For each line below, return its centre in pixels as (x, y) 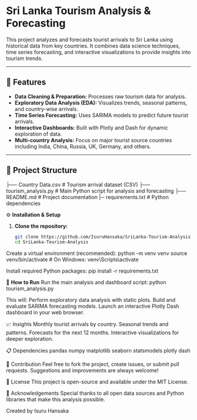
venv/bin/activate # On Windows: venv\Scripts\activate (72, 260)
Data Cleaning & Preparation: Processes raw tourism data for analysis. (100, 96)
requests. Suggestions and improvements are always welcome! (82, 371)
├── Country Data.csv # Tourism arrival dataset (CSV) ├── (78, 184)
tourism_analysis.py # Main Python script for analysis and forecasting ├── (96, 191)
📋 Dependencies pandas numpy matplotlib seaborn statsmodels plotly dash (98, 351)
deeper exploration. (30, 339)
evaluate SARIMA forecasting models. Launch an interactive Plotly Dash (93, 306)
